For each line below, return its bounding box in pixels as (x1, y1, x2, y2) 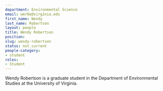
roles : (5, 57, 19, 62)
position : (5, 35, 25, 40)
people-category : (5, 48, 41, 53)
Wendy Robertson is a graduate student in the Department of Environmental (5, 75, 158, 81)
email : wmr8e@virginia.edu (5, 12, 60, 17)
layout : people (5, 25, 36, 30)
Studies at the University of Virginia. (5, 80, 78, 86)
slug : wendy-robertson (5, 39, 51, 44)
